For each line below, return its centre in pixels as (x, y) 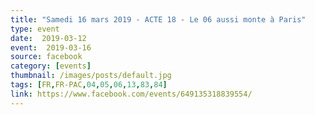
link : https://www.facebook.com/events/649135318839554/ (131, 94)
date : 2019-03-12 (48, 38)
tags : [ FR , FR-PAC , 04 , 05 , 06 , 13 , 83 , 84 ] (89, 85)
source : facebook (46, 57)
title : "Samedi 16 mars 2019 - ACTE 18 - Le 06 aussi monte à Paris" (158, 19)
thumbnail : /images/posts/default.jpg (91, 76)
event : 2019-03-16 (51, 47)
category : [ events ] (51, 66)
